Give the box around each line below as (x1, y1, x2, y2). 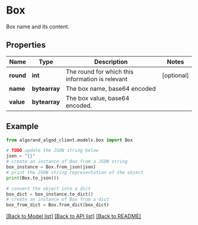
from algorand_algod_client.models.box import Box (6, 137, 133, 143)
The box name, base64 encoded (65, 84, 156, 92)
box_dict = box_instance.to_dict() (6, 191, 94, 197)
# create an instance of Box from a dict (6, 197, 110, 203)
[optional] (161, 71, 189, 80)
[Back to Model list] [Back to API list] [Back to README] (6, 213, 141, 220)
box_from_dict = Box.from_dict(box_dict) (6, 202, 110, 208)
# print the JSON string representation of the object (6, 169, 144, 176)
